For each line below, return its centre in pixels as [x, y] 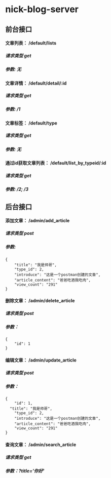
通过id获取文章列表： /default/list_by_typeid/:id [56, 163]
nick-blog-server [42, 9]
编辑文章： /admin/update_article [41, 360]
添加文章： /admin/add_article [38, 221]
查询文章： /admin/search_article [41, 445]
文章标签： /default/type [31, 123]
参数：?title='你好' [25, 471]
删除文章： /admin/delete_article [40, 301]
